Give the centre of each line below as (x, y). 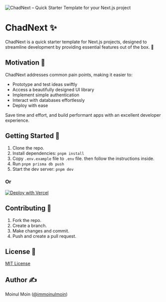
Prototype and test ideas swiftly (45, 84)
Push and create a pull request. (44, 236)
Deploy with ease (30, 105)
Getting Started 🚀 (33, 136)
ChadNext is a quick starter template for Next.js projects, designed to (76, 42)
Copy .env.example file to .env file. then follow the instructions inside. (83, 158)
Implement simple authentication (46, 95)
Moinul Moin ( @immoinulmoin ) (37, 294)
